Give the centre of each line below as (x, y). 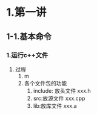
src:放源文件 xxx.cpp (59, 98)
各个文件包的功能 (45, 83)
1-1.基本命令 (29, 36)
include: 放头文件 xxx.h (62, 90)
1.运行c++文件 (27, 55)
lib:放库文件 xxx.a (55, 105)
